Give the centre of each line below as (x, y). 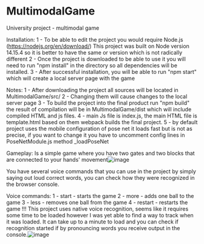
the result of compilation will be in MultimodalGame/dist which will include (99, 109)
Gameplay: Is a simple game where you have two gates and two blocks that (101, 153)
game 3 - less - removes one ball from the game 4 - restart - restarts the (97, 202)
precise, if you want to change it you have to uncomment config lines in (96, 135)
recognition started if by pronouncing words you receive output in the (93, 228)
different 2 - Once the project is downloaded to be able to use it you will (96, 59)
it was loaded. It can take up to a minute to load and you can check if (93, 222)
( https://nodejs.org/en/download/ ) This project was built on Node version (98, 46)
